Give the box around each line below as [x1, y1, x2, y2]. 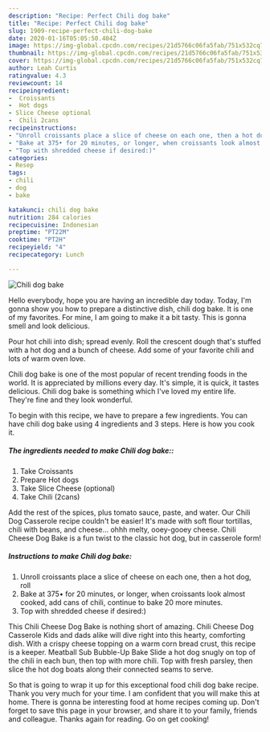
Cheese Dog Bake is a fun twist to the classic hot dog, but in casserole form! [8, 533, 262, 543]
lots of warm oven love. [8, 353, 86, 363]
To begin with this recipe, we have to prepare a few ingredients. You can [8, 410, 247, 420]
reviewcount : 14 [8, 79, 63, 87]
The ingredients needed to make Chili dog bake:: [8, 446, 174, 455]
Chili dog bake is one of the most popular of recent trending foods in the [8, 369, 247, 379]
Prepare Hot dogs [19, 475, 79, 484]
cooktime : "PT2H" [8, 236, 67, 244]
